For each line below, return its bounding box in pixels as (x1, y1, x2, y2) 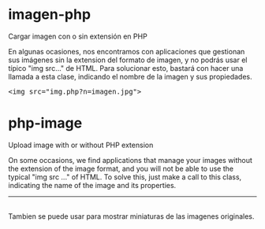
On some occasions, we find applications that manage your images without (8, 155, 252, 164)
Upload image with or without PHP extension (8, 140, 154, 150)
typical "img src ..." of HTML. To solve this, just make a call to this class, (8, 172, 242, 182)
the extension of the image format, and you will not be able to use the (8, 164, 234, 173)
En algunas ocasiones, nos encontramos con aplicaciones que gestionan (8, 46, 245, 56)
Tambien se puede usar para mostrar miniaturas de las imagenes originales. (8, 211, 255, 221)
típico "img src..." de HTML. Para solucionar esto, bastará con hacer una (8, 63, 244, 72)
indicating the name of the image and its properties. (8, 180, 177, 190)
